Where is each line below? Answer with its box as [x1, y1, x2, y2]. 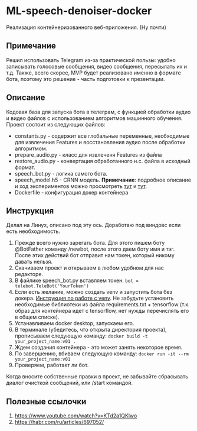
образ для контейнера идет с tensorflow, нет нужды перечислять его [14, 307, 189, 315]
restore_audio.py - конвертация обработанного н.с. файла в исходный [14, 157, 191, 164]
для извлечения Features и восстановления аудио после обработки [14, 138, 186, 145]
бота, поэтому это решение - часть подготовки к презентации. [6, 75, 165, 82]
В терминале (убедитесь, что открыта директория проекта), [14, 326, 167, 333]
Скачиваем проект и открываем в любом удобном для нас [14, 264, 164, 271]
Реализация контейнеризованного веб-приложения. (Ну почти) [6, 24, 167, 31]
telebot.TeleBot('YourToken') [14, 283, 90, 289]
